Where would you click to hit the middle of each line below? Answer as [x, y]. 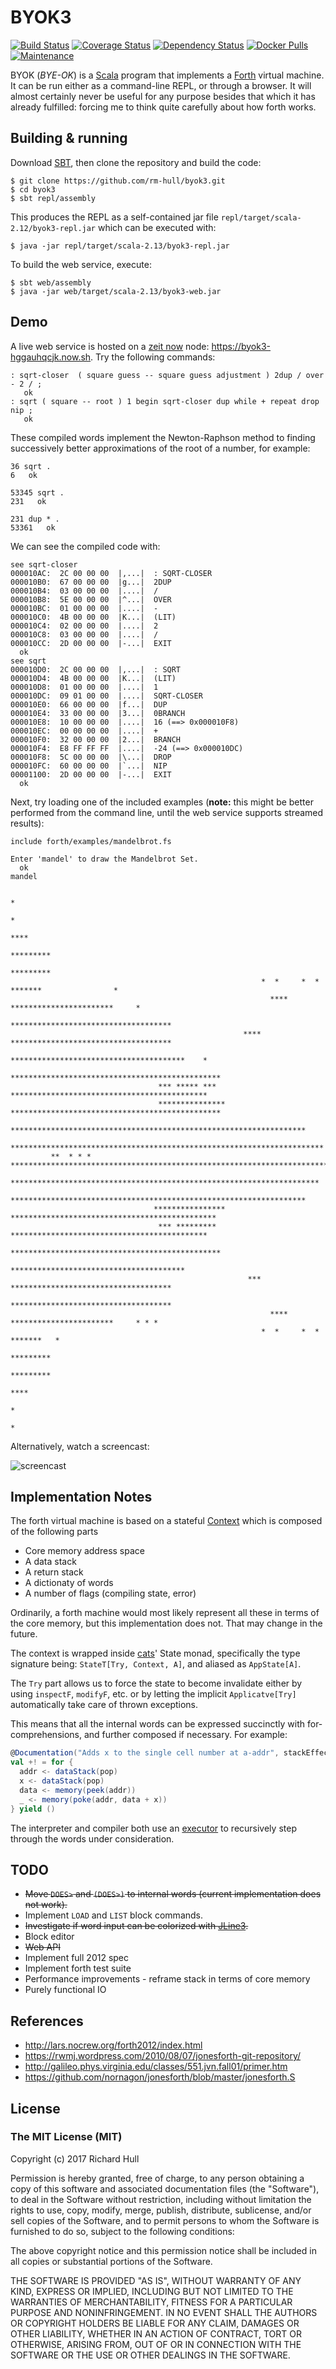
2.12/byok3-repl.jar [53, 228]
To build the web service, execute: [81, 264]
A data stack [50, 1562]
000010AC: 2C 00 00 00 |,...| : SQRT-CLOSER [111, 573]
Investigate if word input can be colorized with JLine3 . [136, 1926]
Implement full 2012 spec [77, 1958]
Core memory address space [84, 1551]
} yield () [33, 1809]
